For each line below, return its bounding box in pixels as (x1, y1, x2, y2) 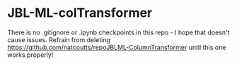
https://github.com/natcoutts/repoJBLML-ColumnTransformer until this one (7, 43, 226, 51)
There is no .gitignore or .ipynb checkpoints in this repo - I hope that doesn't (7, 28, 230, 37)
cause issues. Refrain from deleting (7, 35, 111, 44)
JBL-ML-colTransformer (7, 5, 153, 21)
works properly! (7, 51, 54, 59)
